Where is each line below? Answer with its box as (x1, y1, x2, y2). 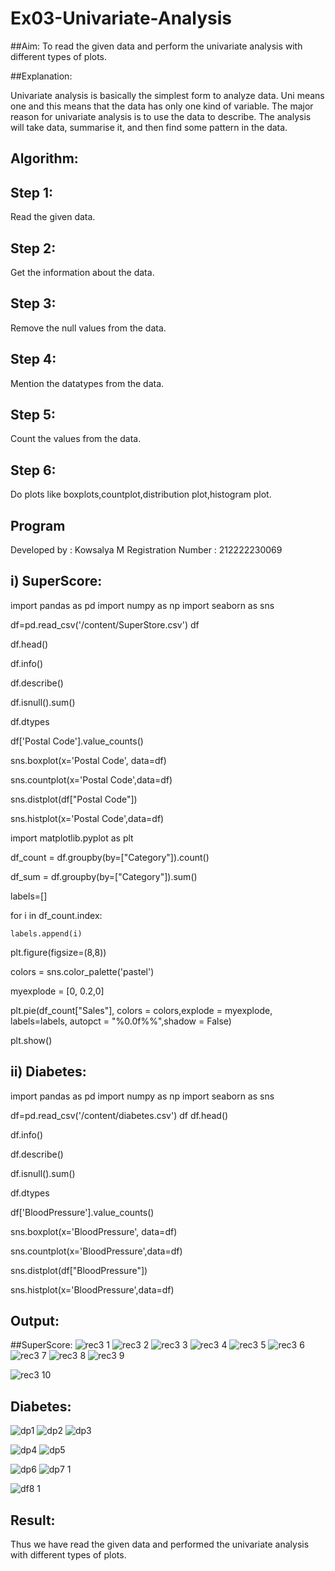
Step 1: (10, 184, 54, 201)
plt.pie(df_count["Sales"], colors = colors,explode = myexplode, (10, 1004, 273, 1016)
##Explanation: (10, 70, 73, 82)
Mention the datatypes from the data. (10, 377, 165, 389)
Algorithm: (10, 150, 79, 167)
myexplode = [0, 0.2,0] (10, 985, 105, 997)
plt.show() (10, 1034, 53, 1046)
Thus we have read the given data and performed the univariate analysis (10, 1538, 310, 1551)
